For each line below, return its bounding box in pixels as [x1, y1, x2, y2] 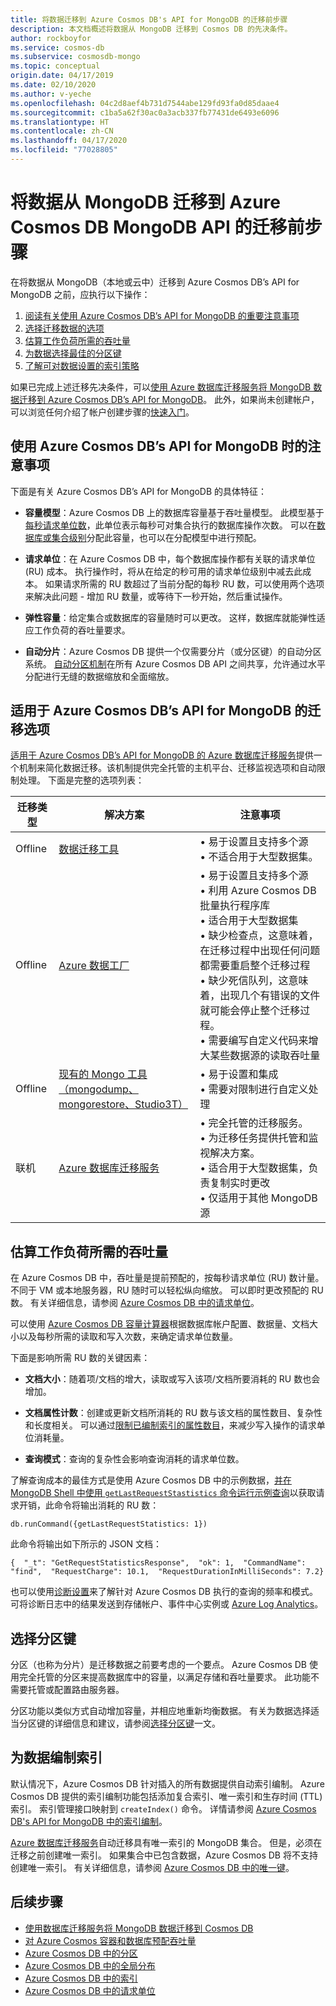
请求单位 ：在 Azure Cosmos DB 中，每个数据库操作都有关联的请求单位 [24, 552, 316, 565]
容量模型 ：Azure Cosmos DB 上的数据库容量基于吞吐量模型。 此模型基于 [24, 506, 325, 518]
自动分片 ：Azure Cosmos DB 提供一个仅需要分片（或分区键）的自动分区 [24, 645, 322, 657]
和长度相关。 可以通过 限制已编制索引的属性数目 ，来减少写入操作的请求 [24, 1419, 317, 1431]
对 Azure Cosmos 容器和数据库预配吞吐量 [24, 1934, 197, 1946]
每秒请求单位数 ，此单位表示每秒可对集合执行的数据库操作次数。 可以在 [24, 519, 317, 531]
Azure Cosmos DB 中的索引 [24, 1972, 138, 1984]
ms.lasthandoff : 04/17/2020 [10, 136, 128, 146]
